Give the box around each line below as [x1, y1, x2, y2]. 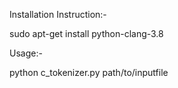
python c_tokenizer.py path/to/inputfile [9, 67, 169, 78]
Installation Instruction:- [9, 9, 107, 20]
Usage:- [9, 47, 43, 59]
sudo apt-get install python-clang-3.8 [9, 28, 164, 39]
